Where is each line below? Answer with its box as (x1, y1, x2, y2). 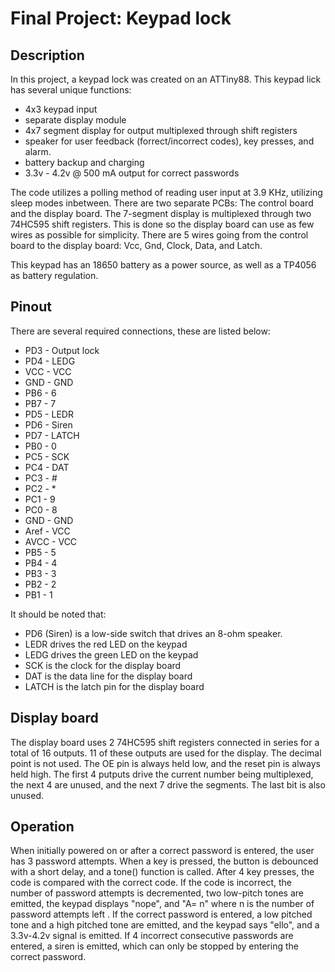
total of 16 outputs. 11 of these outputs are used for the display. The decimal (10, 747, 322, 759)
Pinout (10, 298, 53, 316)
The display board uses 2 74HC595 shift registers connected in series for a (10, 736, 320, 748)
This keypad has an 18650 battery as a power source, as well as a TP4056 (10, 259, 317, 271)
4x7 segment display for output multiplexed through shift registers (24, 125, 298, 136)
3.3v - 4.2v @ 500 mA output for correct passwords (24, 167, 240, 179)
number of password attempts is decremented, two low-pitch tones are (10, 887, 304, 899)
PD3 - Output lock (24, 344, 100, 356)
